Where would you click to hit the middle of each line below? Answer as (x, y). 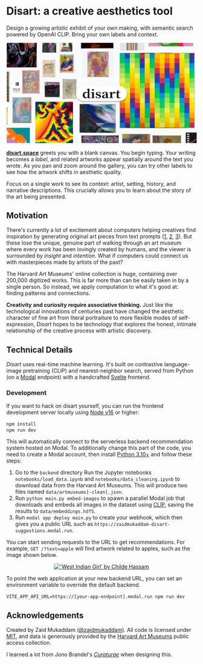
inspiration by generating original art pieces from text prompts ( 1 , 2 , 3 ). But (99, 237)
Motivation (27, 215)
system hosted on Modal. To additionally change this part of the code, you (99, 448)
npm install (21, 424)
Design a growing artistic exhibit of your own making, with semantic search (100, 28)
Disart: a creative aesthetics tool (90, 11)
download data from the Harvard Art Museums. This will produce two (101, 485)
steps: (14, 461)
